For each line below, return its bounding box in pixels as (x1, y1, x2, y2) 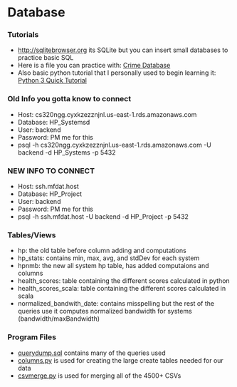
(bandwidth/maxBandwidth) (17, 314, 100, 323)
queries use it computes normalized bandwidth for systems (17, 307, 192, 316)
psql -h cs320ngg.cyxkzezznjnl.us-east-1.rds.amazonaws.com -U (17, 140, 211, 149)
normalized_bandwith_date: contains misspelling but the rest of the (17, 299, 215, 308)
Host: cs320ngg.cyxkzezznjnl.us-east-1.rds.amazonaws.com (17, 110, 197, 118)
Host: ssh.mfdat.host (17, 182, 80, 191)
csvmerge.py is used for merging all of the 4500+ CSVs (17, 371, 181, 380)
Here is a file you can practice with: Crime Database (17, 61, 171, 70)
